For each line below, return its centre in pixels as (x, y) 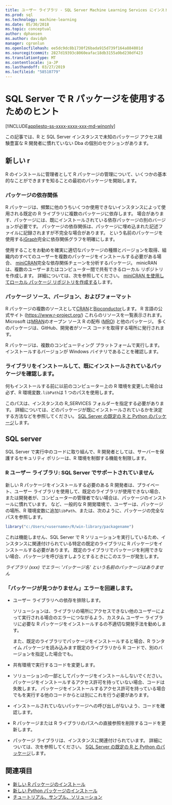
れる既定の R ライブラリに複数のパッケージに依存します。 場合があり (87, 214)
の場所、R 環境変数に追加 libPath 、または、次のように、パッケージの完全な (85, 511)
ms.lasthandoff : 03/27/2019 (35, 67)
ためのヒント (33, 112)
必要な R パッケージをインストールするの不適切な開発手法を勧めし (92, 624)
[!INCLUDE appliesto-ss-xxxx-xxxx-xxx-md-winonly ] (60, 126)
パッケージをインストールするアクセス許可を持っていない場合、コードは (89, 682)
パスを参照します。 (25, 517)
